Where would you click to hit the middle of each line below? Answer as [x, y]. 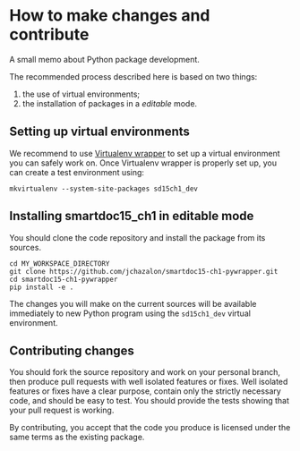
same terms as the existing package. [77, 437]
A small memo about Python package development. [104, 59]
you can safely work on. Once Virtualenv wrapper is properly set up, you [143, 163]
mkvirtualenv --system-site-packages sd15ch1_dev [104, 189]
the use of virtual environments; [81, 94]
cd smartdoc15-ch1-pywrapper [64, 279]
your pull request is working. [62, 410]
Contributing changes [72, 350]
